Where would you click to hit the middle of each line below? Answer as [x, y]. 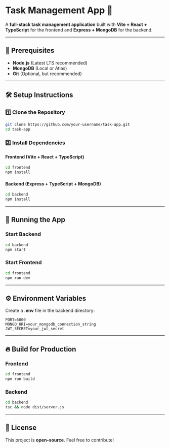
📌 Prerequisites [30, 51]
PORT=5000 [16, 320]
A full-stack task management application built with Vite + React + [76, 24]
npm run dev [18, 278]
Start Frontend [24, 263]
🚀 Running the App [35, 220]
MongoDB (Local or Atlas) [40, 68]
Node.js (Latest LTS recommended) [50, 62]
